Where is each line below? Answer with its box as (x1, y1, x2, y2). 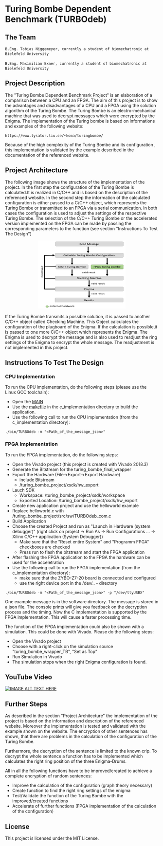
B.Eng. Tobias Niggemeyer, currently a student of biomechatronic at (5, 47, 149, 52)
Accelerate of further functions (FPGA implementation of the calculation (12, 803, 157, 809)
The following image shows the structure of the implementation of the (5, 179, 145, 185)
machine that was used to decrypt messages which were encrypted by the (5, 113, 155, 119)
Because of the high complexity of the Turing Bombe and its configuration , (5, 142, 156, 147)
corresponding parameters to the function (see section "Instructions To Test (5, 225, 158, 232)
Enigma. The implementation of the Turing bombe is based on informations (5, 118, 155, 124)
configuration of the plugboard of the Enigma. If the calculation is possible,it (5, 324, 158, 329)
